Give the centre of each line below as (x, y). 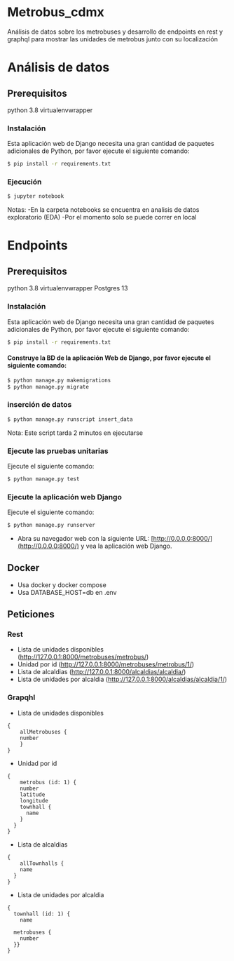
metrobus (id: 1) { (48, 782)
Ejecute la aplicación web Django (65, 497)
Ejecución (25, 182)
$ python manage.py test (43, 479)
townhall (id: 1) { (42, 914)
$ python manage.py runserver (51, 525)
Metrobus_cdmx (56, 12)
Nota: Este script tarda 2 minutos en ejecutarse (75, 433)
